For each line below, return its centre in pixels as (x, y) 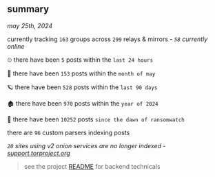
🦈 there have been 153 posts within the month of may (81, 73)
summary (28, 9)
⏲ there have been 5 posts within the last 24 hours (80, 60)
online (16, 46)
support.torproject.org (39, 153)
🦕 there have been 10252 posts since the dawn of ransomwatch (96, 119)
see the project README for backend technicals (92, 166)
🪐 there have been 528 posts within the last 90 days (82, 87)
